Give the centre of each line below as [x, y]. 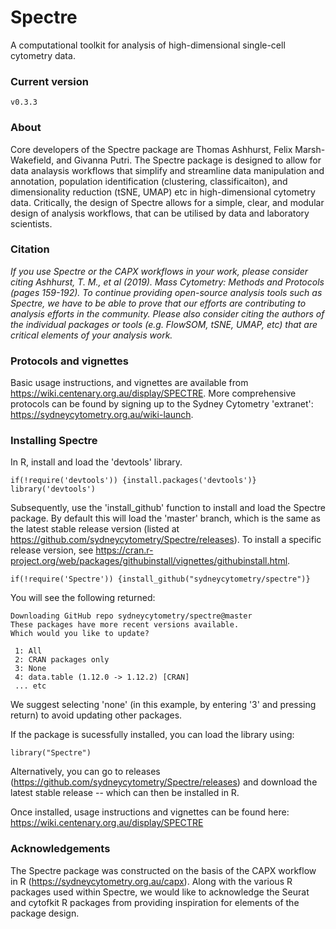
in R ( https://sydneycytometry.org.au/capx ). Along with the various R [151, 881]
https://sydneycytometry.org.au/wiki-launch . [102, 415]
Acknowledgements [60, 849]
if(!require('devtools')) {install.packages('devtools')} [133, 481]
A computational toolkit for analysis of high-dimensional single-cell [148, 45]
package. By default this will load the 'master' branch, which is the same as [165, 518]
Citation [30, 249]
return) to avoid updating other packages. [96, 715]
